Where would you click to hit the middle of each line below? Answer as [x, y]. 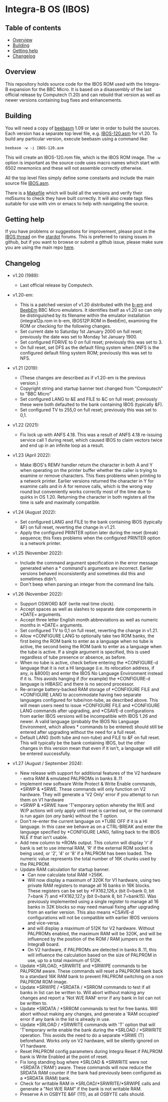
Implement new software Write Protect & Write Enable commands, [88, 784]
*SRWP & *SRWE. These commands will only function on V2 [83, 789]
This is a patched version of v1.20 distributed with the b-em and [86, 305]
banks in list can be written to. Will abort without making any [82, 993]
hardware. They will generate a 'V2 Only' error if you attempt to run [89, 795]
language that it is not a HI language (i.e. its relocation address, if [87, 668]
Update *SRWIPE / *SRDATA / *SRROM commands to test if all [85, 987]
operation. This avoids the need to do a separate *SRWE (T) [82, 1036]
